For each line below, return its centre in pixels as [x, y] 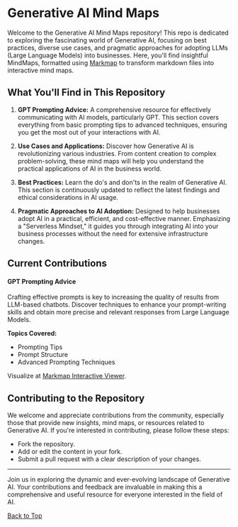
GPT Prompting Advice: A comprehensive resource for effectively [114, 109]
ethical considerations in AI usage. [68, 197]
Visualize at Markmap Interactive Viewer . [67, 376]
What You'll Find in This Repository [86, 92]
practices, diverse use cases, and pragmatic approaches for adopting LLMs [118, 47]
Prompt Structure [43, 355]
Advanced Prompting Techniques [66, 362]
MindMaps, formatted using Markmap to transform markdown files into [111, 62]
